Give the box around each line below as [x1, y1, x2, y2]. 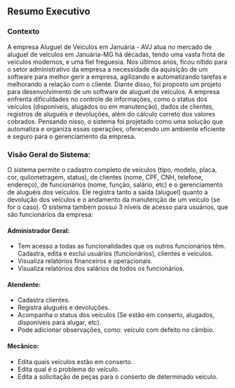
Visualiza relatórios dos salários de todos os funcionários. [17, 265, 184, 273]
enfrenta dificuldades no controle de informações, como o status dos [7, 95, 208, 103]
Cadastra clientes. [17, 296, 70, 305]
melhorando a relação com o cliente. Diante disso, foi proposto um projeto [7, 80, 222, 88]
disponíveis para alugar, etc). [17, 319, 102, 327]
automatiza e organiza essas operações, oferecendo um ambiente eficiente [7, 124, 226, 133]
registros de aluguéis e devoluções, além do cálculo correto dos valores [7, 109, 216, 118]
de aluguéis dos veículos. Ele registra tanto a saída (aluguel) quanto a [7, 187, 208, 196]
